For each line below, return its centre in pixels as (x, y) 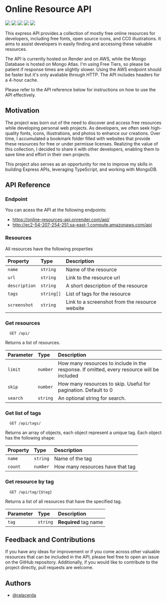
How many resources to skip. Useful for (104, 384)
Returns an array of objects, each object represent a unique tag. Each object (83, 433)
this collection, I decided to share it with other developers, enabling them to (83, 149)
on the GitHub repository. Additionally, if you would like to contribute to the (82, 562)
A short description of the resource (107, 286)
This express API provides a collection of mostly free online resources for (80, 33)
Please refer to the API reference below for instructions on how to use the (81, 89)
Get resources (23, 323)
